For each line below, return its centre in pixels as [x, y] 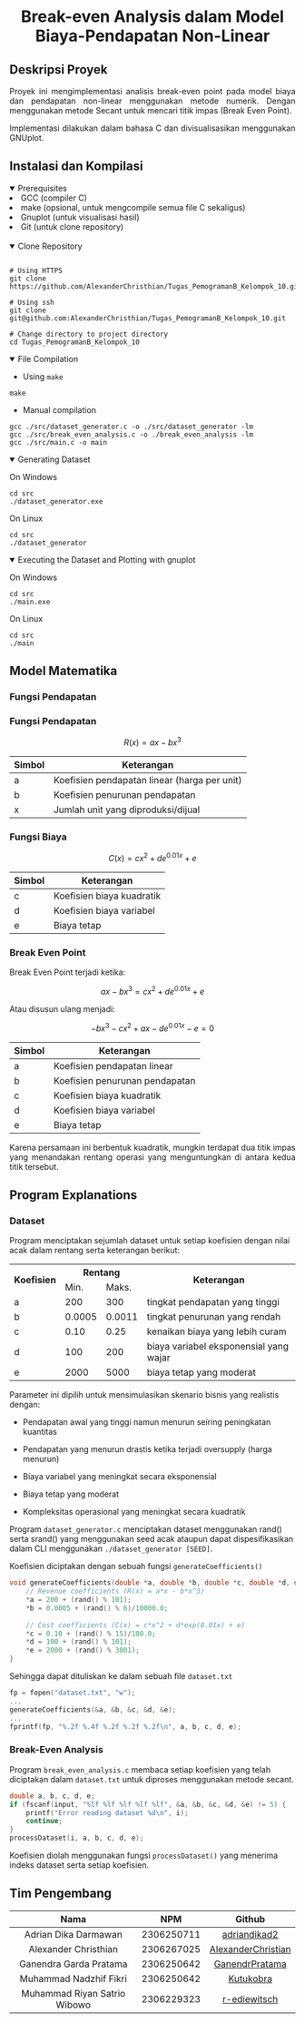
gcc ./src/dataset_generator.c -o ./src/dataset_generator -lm [132, 427]
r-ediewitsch [250, 1998]
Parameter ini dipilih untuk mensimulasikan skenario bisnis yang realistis [144, 1395]
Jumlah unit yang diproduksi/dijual [127, 810]
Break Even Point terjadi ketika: [68, 972]
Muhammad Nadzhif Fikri [73, 1979]
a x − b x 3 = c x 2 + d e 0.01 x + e [152, 991]
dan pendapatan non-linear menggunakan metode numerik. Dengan [152, 101]
